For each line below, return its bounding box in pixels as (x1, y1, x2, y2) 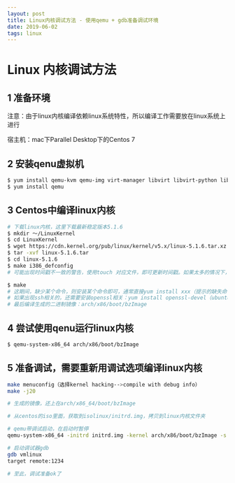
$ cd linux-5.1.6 (7, 256, 58, 263)
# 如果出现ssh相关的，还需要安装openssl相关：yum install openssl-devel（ (7, 294, 212, 301)
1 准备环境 (7, 92, 51, 103)
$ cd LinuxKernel (7, 236, 58, 243)
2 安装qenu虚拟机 (7, 158, 85, 170)
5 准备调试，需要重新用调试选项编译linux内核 (7, 362, 203, 374)
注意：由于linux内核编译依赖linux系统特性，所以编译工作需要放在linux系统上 (7, 112, 226, 120)
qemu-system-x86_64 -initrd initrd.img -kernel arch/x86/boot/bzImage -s (7, 432, 227, 439)
